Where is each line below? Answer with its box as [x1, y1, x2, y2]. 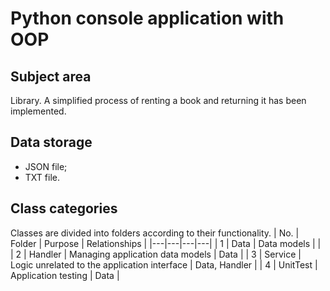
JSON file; [24, 160, 68, 172]
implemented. [10, 105, 67, 117]
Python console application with [10, 7, 285, 30]
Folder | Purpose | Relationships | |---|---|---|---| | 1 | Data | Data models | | [10, 237, 322, 249]
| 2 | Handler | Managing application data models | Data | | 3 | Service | [10, 248, 302, 260]
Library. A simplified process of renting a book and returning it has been [10, 95, 307, 106]
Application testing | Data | [10, 269, 120, 281]
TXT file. [24, 171, 60, 183]
